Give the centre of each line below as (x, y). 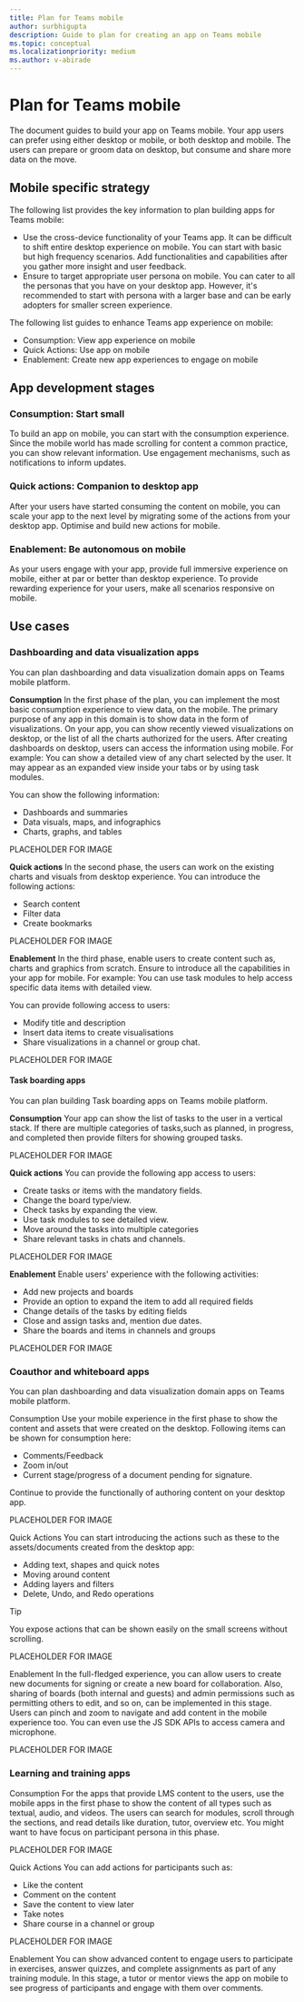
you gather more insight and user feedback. (104, 266)
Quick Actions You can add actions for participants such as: (121, 1867)
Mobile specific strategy (80, 188)
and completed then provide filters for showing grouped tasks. (126, 1137)
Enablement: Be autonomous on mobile (98, 549)
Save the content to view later (78, 1904)
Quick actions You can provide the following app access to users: (133, 1173)
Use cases (39, 627)
